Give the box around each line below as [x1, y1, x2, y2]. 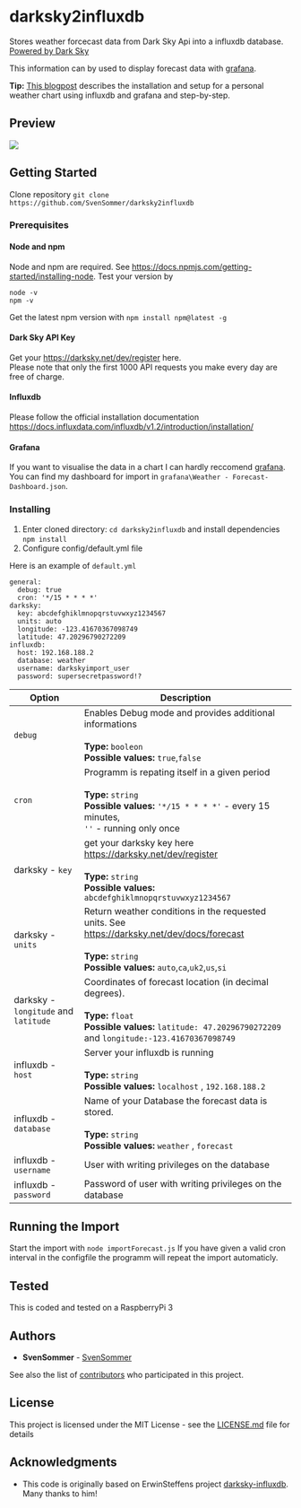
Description [159, 691, 211, 703]
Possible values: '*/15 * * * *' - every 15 [83, 799, 271, 812]
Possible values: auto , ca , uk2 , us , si [83, 961, 227, 973]
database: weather [17, 656, 87, 665]
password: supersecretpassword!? [17, 671, 142, 681]
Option [30, 691, 60, 703]
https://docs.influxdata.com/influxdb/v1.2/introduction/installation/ [9, 422, 254, 432]
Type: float [83, 1009, 134, 1022]
